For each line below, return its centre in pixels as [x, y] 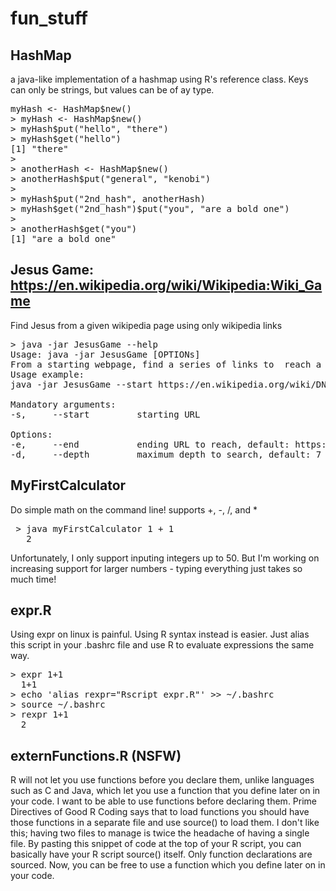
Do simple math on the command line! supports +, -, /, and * [134, 509]
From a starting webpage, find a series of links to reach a [166, 364]
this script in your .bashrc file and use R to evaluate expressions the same [162, 645]
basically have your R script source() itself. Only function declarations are [161, 854]
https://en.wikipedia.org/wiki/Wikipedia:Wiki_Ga [166, 285]
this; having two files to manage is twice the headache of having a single [160, 833]
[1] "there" [39, 148]
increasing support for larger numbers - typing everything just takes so [156, 568]
